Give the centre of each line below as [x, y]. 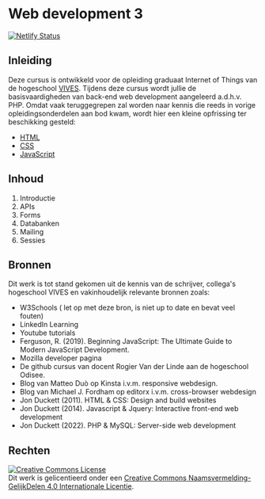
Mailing [32, 231]
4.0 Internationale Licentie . [91, 486]
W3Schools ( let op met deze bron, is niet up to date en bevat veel [127, 308]
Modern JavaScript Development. [74, 350]
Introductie [37, 198]
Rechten [29, 450]
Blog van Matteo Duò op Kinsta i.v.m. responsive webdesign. [119, 383]
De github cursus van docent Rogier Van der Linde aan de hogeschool [134, 367]
